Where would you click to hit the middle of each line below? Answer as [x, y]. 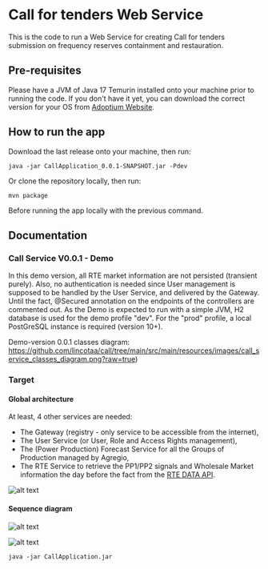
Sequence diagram [41, 508]
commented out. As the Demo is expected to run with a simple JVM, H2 [126, 310]
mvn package [28, 195]
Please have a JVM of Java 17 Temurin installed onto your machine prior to [131, 90]
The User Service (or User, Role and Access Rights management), [128, 441]
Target [21, 380]
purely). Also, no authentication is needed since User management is [122, 284]
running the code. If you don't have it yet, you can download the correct [127, 98]
